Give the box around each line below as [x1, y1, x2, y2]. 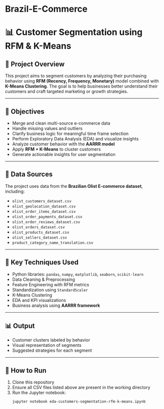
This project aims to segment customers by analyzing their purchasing [5, 73, 147, 79]
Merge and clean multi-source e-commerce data [12, 120, 111, 126]
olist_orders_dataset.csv [12, 225, 65, 229]
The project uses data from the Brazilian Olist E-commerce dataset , [5, 183, 143, 189]
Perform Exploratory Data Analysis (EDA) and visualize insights [12, 136, 139, 141]
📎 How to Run [5, 366, 47, 375]
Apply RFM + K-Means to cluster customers [12, 146, 101, 152]
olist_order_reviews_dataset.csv [12, 219, 81, 225]
